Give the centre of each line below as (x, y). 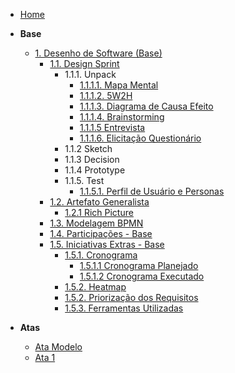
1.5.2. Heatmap (95, 287)
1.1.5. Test (84, 180)
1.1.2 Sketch (88, 148)
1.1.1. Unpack (90, 74)
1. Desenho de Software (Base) (98, 53)
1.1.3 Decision (92, 159)
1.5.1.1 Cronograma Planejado (139, 265)
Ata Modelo (58, 347)
